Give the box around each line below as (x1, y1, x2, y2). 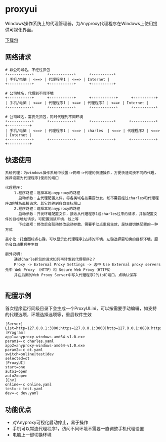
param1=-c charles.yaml (5, 339, 54, 344)
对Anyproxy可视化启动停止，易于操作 (12, 419, 88, 426)
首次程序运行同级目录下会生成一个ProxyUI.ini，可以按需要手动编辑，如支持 (5, 306, 157, 311)
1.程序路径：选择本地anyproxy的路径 (14, 190, 81, 195)
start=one (5, 365, 26, 370)
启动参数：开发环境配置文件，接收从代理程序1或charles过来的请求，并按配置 (18, 211, 154, 216)
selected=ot (5, 356, 30, 361)
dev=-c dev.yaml (5, 391, 39, 396)
